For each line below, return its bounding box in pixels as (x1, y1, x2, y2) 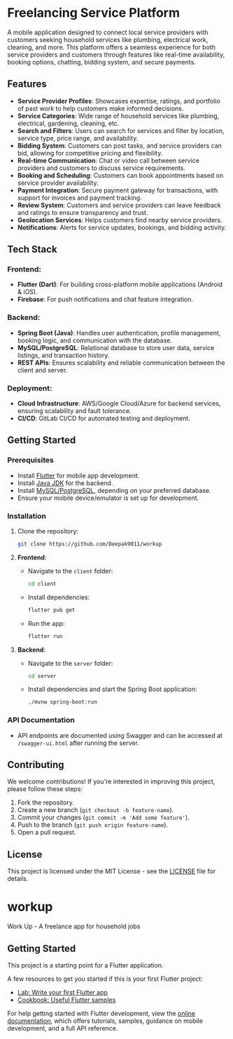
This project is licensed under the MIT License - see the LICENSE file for (7, 867, 216, 876)
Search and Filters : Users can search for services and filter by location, (17, 126, 225, 134)
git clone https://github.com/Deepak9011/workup (17, 541, 162, 548)
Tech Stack (7, 244, 57, 256)
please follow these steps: (7, 785, 83, 793)
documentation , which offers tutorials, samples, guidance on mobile (7, 1017, 203, 1025)
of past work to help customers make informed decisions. (17, 104, 184, 113)
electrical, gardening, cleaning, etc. (17, 119, 120, 127)
